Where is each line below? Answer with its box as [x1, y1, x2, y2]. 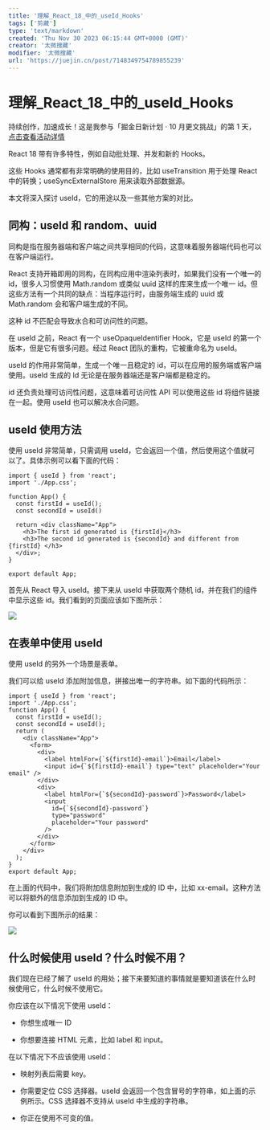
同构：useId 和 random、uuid [8, 218, 157, 233]
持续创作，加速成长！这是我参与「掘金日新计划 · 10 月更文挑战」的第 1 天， [8, 121, 256, 131]
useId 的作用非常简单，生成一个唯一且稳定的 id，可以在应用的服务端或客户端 [8, 360, 262, 369]
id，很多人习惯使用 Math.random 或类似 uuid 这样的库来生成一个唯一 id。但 [8, 279, 259, 288]
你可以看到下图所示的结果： [8, 910, 100, 920]
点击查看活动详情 [8, 132, 65, 141]
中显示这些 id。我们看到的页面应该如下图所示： [8, 595, 165, 605]
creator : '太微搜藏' [8, 42, 72, 50]
